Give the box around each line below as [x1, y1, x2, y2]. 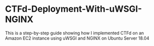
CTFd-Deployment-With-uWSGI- [5, 3, 142, 15]
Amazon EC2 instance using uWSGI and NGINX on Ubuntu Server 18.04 [5, 35, 150, 41]
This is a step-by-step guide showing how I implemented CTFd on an [5, 30, 144, 36]
